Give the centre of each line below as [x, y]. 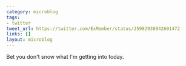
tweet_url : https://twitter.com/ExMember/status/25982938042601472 [93, 28]
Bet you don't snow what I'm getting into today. [65, 57]
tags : [13, 17]
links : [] [19, 34]
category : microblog [32, 12]
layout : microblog [29, 40]
